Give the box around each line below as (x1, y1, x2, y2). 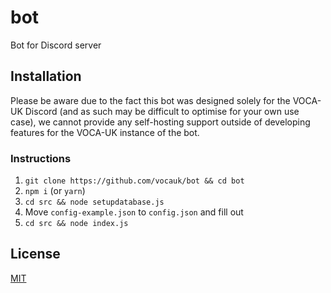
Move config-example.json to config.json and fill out (24, 206, 244, 218)
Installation (10, 68, 82, 85)
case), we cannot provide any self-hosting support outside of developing (10, 116, 311, 128)
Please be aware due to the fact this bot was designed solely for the (10, 94, 291, 106)
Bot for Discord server (10, 39, 102, 51)
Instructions (10, 151, 72, 165)
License (10, 246, 61, 263)
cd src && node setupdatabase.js (24, 197, 165, 208)
